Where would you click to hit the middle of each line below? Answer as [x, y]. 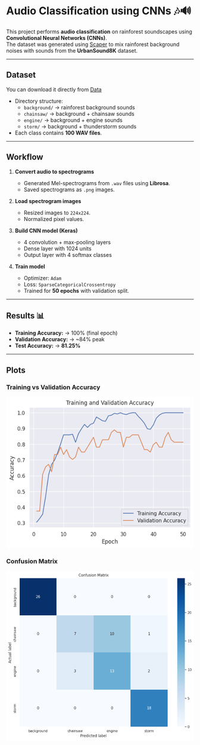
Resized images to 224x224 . [57, 213]
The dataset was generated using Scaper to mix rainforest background [93, 44]
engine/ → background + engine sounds [73, 120]
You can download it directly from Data [54, 89]
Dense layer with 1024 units [57, 249]
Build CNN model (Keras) [46, 231]
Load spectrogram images [48, 201]
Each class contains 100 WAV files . [58, 133]
